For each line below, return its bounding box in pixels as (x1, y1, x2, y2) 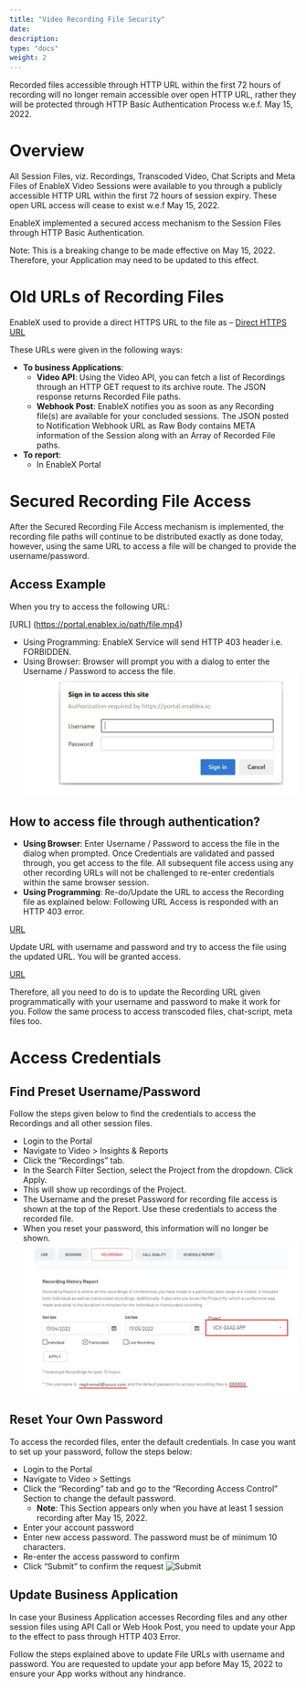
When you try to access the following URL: (9, 601, 171, 612)
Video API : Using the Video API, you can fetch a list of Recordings (36, 372, 286, 383)
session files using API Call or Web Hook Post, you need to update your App (9, 1621, 296, 1632)
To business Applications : (22, 362, 124, 373)
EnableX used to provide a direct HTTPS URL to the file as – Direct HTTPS (9, 317, 288, 328)
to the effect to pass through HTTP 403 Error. (9, 1630, 181, 1641)
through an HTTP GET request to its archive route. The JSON (36, 382, 267, 392)
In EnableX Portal (36, 459, 101, 469)
